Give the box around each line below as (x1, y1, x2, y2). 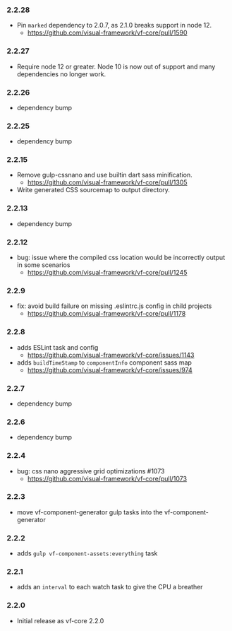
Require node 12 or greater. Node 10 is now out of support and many (16, 62, 216, 71)
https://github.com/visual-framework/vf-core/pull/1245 (27, 269, 188, 277)
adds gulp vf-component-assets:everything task (16, 549, 158, 558)
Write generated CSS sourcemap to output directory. (16, 186, 171, 194)
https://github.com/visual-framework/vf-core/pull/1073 (27, 474, 188, 483)
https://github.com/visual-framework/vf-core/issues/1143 (27, 350, 195, 359)
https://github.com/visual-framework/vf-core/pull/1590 (27, 28, 188, 37)
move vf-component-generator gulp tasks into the (16, 507, 163, 517)
